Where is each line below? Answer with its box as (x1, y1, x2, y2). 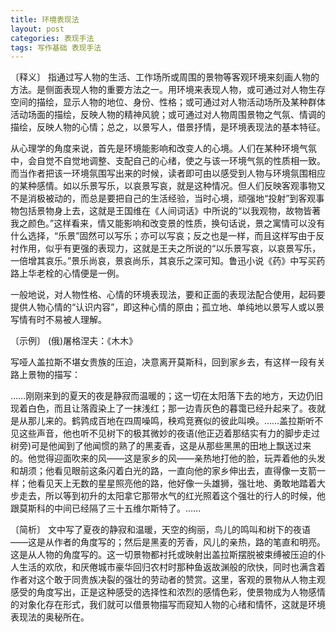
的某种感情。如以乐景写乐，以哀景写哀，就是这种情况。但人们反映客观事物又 (10, 180, 326, 192)
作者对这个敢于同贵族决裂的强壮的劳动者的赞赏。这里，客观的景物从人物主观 (10, 574, 326, 586)
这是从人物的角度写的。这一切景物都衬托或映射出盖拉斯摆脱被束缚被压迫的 (10, 549, 317, 561)
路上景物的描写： (10, 369, 81, 381)
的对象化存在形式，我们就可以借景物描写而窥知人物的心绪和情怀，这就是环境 (10, 599, 326, 611)
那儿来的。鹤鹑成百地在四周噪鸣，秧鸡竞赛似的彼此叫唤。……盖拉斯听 (27, 415, 315, 427)
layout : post (10, 24, 65, 34)
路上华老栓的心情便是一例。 (10, 267, 125, 280)
